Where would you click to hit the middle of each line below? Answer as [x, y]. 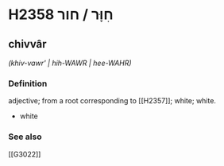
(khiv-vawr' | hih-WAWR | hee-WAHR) [70, 63]
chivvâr [27, 44]
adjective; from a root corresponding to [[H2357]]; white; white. [112, 101]
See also [25, 137]
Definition [28, 83]
